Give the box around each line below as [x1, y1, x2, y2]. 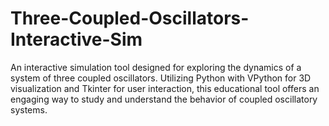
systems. [10, 103, 48, 116]
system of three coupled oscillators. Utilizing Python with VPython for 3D [10, 72, 312, 84]
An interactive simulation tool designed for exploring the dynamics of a [10, 61, 302, 73]
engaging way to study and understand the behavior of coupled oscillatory [10, 93, 318, 105]
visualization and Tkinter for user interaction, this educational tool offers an [10, 82, 320, 94]
